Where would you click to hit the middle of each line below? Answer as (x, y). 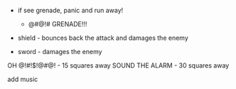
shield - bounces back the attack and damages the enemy (103, 38)
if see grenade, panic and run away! (70, 10)
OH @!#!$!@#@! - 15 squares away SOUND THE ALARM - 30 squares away (118, 66)
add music (23, 79)
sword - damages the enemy (60, 52)
